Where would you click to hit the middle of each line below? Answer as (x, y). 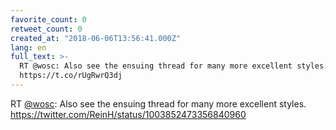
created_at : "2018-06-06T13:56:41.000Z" (96, 38)
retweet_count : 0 (46, 29)
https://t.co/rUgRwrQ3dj (71, 76)
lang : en (28, 47)
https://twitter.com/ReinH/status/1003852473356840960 (128, 114)
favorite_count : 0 (48, 19)
